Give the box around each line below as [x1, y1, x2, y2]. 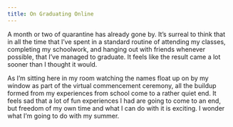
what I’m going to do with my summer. [7, 111, 120, 120]
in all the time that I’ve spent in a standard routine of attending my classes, [7, 37, 226, 46]
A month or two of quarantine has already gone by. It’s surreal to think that [7, 30, 226, 38]
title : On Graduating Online [7, 10, 94, 18]
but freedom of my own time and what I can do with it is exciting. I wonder [7, 104, 225, 112]
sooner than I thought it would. [7, 60, 98, 68]
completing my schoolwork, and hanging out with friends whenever [7, 45, 206, 53]
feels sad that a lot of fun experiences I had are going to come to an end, [7, 96, 221, 105]
